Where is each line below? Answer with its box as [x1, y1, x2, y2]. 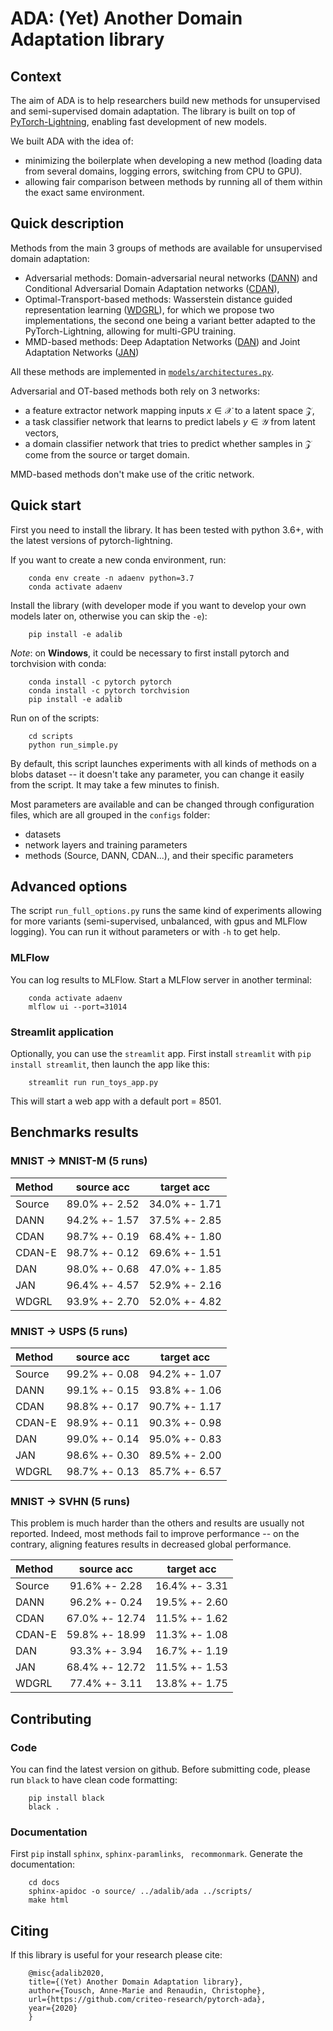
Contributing [10, 1710, 92, 1727]
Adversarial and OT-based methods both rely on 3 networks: [10, 385, 260, 397]
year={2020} [28, 2003, 78, 2014]
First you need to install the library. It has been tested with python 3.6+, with [10, 523, 324, 536]
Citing [10, 1922, 49, 1939]
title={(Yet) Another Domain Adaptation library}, [28, 1977, 244, 1987]
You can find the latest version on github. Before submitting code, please [10, 1763, 311, 1775]
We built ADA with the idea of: [10, 135, 134, 147]
